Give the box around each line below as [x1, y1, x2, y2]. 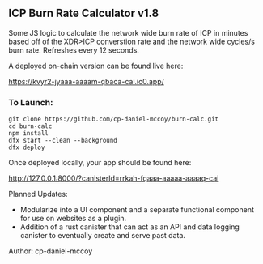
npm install [8, 130, 49, 138]
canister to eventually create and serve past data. [19, 231, 186, 241]
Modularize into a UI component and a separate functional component [19, 205, 255, 215]
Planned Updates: [8, 189, 68, 199]
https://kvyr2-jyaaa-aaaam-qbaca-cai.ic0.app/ [8, 76, 164, 86]
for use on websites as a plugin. [19, 214, 127, 224]
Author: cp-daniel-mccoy [8, 246, 93, 256]
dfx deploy [8, 143, 45, 152]
